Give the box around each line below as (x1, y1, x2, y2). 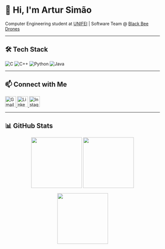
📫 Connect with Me (5, 81, 67, 89)
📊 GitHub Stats (5, 121, 53, 130)
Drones (5, 26, 20, 31)
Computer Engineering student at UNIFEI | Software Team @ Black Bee (5, 21, 149, 27)
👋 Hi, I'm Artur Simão (5, 4, 92, 16)
